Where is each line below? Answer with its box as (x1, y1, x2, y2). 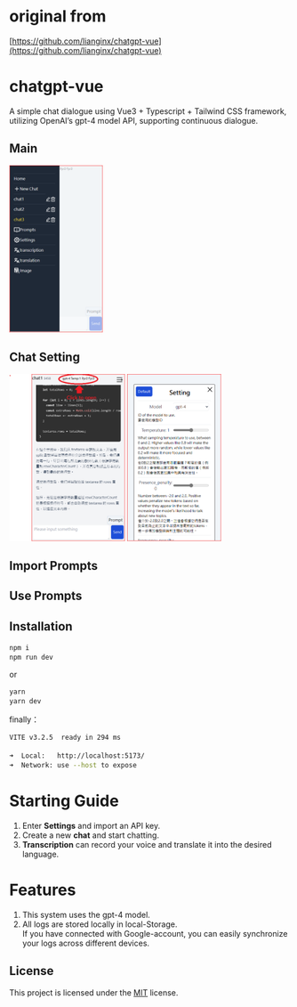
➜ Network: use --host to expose (9, 761, 138, 770)
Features (9, 880, 76, 900)
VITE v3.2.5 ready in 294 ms (9, 733, 122, 742)
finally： (9, 714, 40, 725)
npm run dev (9, 653, 53, 662)
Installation (9, 619, 73, 634)
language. (21, 849, 60, 860)
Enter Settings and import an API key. (21, 821, 161, 832)
